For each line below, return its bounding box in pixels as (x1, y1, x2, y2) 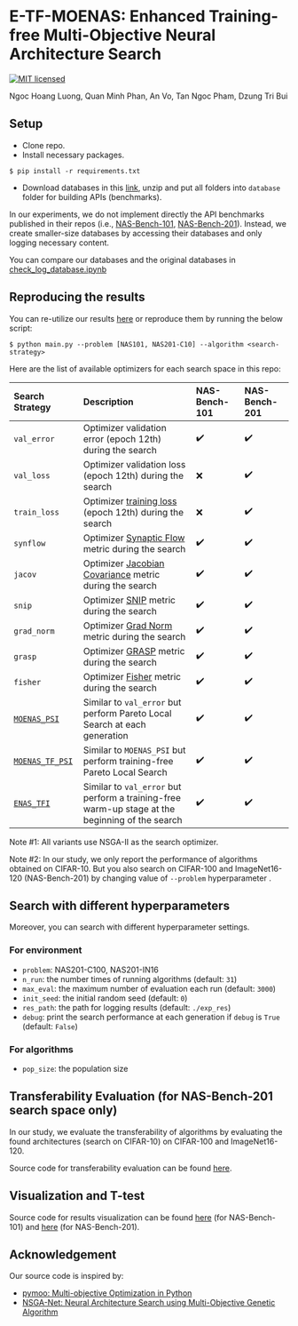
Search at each (82, 718, 146, 731)
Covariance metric (82, 568, 161, 580)
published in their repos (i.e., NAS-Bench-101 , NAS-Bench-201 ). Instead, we (9, 218, 286, 228)
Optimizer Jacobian (82, 557, 165, 570)
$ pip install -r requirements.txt (9, 166, 141, 175)
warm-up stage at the (82, 803, 176, 815)
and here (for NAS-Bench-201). (25, 1221, 140, 1232)
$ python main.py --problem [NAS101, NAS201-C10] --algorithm (9, 339, 244, 348)
